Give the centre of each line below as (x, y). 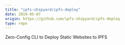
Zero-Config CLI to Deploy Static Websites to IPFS (56, 37)
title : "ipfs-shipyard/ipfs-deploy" (43, 10)
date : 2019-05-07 (23, 14)
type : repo (16, 23)
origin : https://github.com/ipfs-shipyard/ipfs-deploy (63, 19)
